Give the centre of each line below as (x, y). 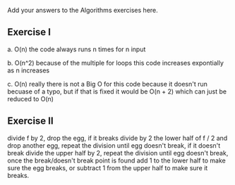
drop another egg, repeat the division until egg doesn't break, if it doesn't (114, 145)
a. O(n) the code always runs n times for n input (77, 49)
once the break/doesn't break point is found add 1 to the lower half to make (116, 160)
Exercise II (31, 121)
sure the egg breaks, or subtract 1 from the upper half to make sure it (108, 167)
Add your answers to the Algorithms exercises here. (83, 10)
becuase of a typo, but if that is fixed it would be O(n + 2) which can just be (117, 91)
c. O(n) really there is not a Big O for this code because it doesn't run (108, 84)
